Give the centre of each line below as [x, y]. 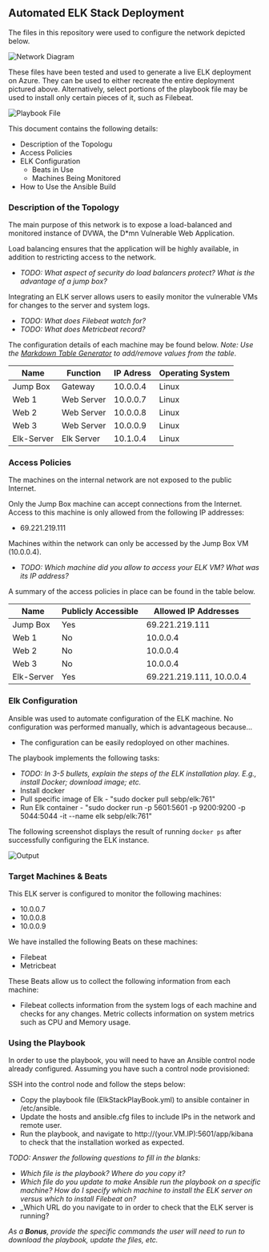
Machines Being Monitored [76, 178]
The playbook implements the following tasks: [84, 758]
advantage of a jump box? [64, 281]
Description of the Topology [64, 207]
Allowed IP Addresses [197, 612]
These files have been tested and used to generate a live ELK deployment [130, 72]
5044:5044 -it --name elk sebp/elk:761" [86, 816]
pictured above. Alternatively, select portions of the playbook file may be [128, 89]
